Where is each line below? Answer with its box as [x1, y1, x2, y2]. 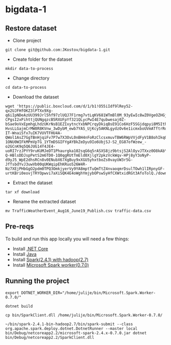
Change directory [12, 75, 50, 81]
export [5, 290, 19, 295]
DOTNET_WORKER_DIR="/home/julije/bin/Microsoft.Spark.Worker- [21, 290, 156, 295]
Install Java [12, 251, 37, 257]
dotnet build [5, 304, 33, 309]
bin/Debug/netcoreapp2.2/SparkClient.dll [5, 335, 95, 340]
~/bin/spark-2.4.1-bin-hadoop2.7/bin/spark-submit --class [5, 322, 133, 327]
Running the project [5, 277, 70, 285]
